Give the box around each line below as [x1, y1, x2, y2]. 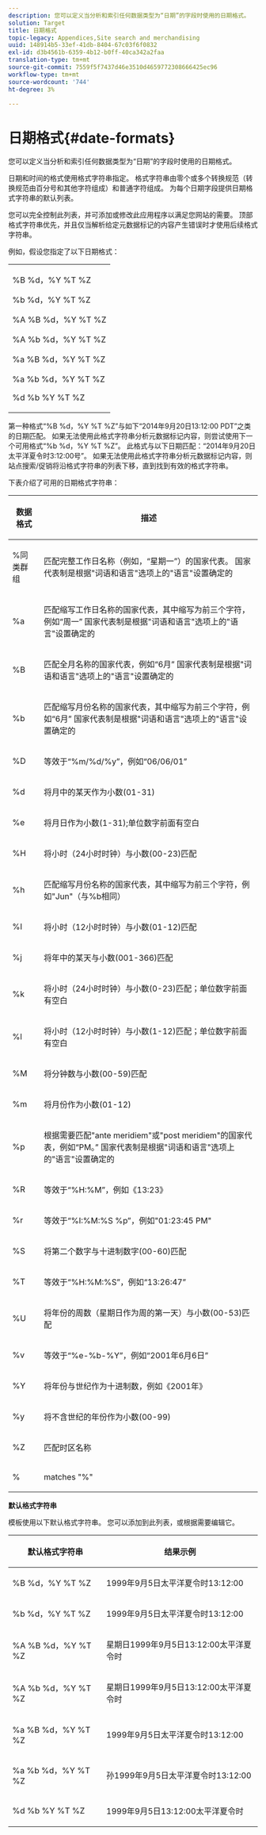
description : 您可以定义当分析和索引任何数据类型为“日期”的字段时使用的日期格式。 [8, 11, 250, 20]
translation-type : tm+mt [8, 56, 90, 64]
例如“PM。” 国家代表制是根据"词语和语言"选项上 [59, 1142, 235, 1153]
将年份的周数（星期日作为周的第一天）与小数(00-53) [43, 1307, 243, 1319]
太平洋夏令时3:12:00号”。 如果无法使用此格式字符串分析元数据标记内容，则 [8, 451, 253, 461]
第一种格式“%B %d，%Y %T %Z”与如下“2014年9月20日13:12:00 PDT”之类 [8, 421, 252, 431]
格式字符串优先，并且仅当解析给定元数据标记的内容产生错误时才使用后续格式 [8, 220, 258, 230]
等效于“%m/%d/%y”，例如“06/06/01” [43, 756, 188, 767]
